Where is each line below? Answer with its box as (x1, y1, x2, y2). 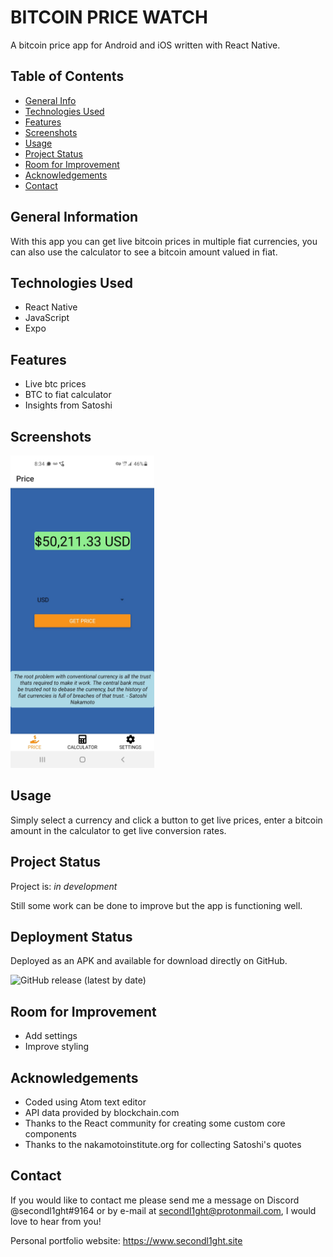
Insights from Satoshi (24, 399, 113, 411)
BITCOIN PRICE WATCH (10, 6, 208, 29)
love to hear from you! (10, 1215, 102, 1227)
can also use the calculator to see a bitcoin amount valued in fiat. (10, 246, 278, 258)
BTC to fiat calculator (24, 389, 112, 401)
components (24, 1128, 77, 1140)
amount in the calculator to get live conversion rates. (10, 824, 227, 836)
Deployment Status (10, 929, 133, 946)
